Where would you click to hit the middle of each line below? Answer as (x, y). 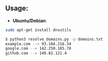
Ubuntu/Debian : (30, 20)
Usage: (17, 8)
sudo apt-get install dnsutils (38, 30)
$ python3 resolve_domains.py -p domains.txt (54, 39)
